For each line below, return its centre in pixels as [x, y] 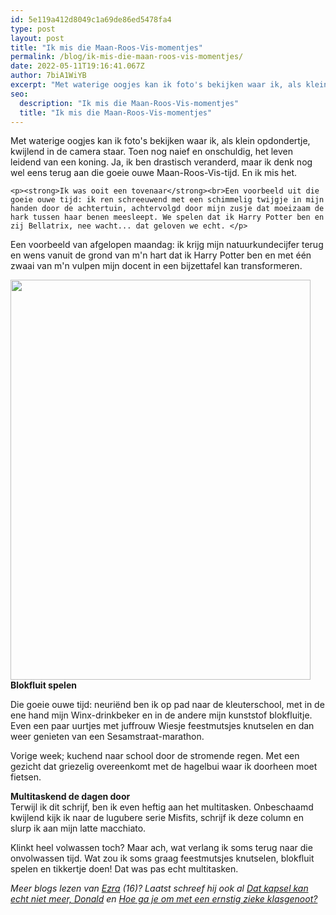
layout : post [37, 38]
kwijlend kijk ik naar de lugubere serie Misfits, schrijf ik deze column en [157, 818]
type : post [33, 29]
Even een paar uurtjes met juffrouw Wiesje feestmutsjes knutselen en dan [162, 726]
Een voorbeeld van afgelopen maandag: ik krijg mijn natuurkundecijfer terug [167, 245]
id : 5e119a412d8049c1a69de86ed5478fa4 [91, 19]
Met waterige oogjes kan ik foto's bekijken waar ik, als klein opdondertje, [160, 141]
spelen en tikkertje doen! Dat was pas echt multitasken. [124, 869]
